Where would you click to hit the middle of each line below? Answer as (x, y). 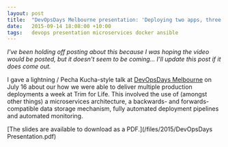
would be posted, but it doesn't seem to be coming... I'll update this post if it (114, 59)
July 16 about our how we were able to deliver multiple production (100, 87)
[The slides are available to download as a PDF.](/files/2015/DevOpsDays (110, 129)
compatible (23, 109)
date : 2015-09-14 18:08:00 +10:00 (59, 26)
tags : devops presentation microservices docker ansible (93, 32)
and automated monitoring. (45, 116)
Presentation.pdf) (32, 137)
